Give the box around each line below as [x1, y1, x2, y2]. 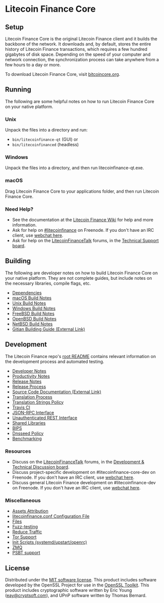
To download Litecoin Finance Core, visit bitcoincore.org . [5, 71, 120, 77]
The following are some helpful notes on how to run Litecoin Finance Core [5, 98, 154, 104]
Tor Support [12, 534, 37, 540]
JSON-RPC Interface [12, 409, 54, 415]
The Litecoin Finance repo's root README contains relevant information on [5, 353, 156, 359]
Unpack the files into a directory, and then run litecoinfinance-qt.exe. [5, 165, 144, 171]
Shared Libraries [12, 420, 46, 426]
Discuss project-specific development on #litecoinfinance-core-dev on [12, 469, 156, 475]
